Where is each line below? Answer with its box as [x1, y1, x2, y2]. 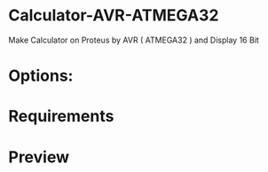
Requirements [8, 106, 114, 127]
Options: [8, 66, 74, 86]
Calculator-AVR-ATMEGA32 [8, 5, 219, 26]
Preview [8, 147, 70, 167]
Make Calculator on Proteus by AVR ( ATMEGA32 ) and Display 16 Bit [8, 35, 259, 45]
